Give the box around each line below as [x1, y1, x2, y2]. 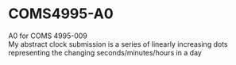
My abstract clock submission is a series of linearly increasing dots [8, 39, 228, 48]
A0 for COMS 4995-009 [8, 31, 87, 40]
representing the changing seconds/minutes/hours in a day [8, 48, 203, 57]
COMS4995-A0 [8, 5, 114, 23]
